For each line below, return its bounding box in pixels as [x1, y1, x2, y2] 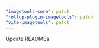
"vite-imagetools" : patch [5, 19, 69, 25]
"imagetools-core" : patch [5, 8, 69, 15]
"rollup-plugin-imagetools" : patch [5, 14, 94, 20]
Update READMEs [5, 36, 50, 43]
